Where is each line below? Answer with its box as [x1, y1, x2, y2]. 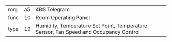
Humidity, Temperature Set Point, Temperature [35, 22, 147, 29]
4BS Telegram [35, 6, 70, 13]
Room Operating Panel [35, 14, 90, 21]
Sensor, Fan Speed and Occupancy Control [35, 29, 140, 35]
